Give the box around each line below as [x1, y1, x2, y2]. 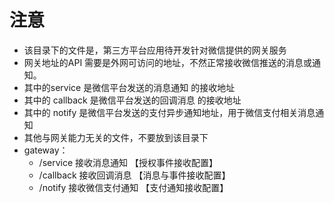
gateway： [23, 144, 69, 156]
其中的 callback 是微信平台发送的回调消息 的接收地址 [23, 94, 242, 106]
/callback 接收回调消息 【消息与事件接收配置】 [38, 169, 231, 181]
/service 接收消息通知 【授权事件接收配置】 [38, 156, 218, 168]
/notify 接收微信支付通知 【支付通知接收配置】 [38, 181, 229, 193]
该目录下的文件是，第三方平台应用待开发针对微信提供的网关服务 [23, 44, 287, 56]
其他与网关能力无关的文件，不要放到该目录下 [23, 131, 209, 143]
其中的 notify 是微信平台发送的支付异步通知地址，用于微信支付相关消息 [23, 106, 316, 118]
